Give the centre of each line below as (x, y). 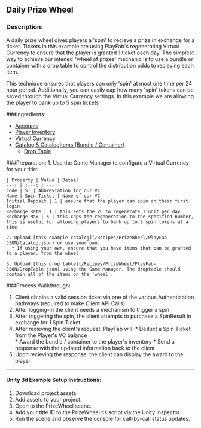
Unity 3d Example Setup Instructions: (54, 380)
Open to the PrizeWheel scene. (53, 406)
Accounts (27, 126)
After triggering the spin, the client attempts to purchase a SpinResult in (103, 316)
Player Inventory (35, 132)
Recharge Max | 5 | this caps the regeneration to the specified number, (100, 217)
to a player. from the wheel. (44, 253)
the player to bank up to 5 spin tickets (53, 102)
